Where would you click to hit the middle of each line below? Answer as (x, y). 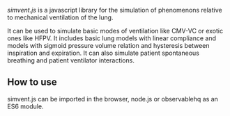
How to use (32, 82)
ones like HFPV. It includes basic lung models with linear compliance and (112, 38)
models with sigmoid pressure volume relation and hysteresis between (108, 45)
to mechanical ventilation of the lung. (60, 17)
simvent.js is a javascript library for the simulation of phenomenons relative (115, 10)
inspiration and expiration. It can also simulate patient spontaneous (103, 53)
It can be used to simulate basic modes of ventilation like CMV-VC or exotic (115, 31)
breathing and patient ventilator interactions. (71, 60)
